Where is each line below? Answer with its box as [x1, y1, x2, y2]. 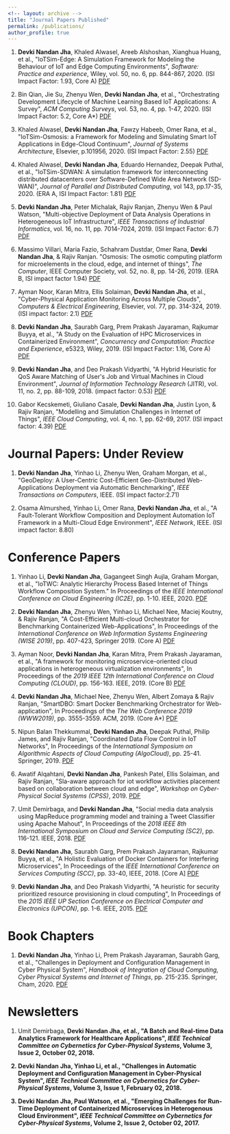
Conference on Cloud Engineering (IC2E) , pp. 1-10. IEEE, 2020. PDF [17, 594, 208, 603]
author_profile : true [8, 29, 70, 36]
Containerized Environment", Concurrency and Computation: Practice [17, 337, 215, 346]
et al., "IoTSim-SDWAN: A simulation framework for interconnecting [17, 168, 208, 176]
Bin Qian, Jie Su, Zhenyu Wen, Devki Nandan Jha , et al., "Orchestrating [17, 90, 220, 99]
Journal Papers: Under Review [8, 446, 184, 462]
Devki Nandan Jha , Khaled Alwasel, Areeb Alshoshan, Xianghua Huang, [17, 48, 221, 56]
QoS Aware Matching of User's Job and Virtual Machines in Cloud [17, 373, 204, 381]
